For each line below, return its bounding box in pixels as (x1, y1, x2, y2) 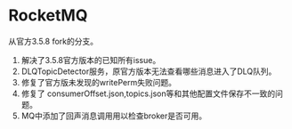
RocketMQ (8, 5, 88, 26)
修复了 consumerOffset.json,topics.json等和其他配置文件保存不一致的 (20, 88, 276, 99)
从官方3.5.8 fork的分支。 (8, 36, 99, 46)
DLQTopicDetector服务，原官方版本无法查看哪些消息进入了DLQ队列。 (20, 66, 277, 77)
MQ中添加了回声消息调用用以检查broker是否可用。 (20, 110, 207, 121)
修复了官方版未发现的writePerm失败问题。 (20, 77, 177, 87)
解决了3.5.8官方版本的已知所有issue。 (20, 54, 161, 65)
